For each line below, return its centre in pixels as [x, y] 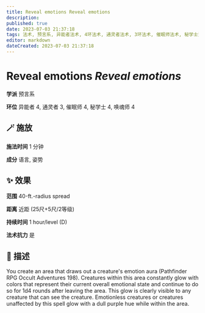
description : [23, 18]
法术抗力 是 [20, 235]
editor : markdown [28, 40]
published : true [27, 23]
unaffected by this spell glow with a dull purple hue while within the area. [98, 304]
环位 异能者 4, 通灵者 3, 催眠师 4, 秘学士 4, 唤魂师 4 [71, 107]
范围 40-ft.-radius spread [38, 196]
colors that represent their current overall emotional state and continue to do [103, 284]
